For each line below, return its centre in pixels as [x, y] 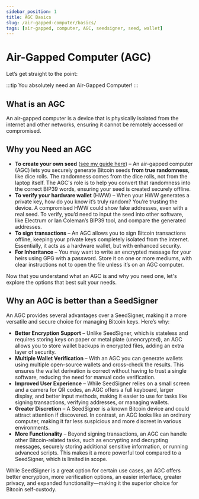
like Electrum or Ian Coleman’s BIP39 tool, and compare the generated [100, 220]
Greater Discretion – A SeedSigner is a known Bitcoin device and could [102, 408]
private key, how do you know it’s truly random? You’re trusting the [96, 201]
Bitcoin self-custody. [31, 489]
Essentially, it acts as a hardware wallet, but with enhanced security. [98, 245]
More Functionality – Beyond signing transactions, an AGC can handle [101, 434]
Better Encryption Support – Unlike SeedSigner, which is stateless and [101, 333]
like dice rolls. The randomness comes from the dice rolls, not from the [101, 176]
